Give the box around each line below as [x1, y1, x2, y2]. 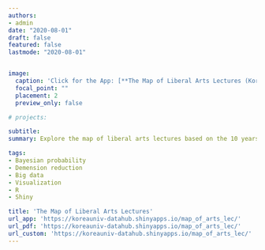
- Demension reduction [8, 164, 83, 172]
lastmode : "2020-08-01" [8, 48, 87, 56]
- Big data [8, 171, 44, 179]
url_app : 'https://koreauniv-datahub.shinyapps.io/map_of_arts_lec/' [8, 215, 242, 223]
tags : [8, 150, 26, 157]
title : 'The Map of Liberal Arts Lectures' [8, 207, 154, 216]
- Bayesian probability [8, 157, 87, 165]
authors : [8, 11, 37, 20]
